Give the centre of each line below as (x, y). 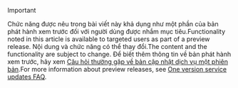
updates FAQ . (27, 77)
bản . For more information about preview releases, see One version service (117, 69)
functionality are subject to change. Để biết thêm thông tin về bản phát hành (119, 54)
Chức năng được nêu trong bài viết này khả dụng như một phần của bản (113, 24)
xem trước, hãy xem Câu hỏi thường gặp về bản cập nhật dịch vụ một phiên (118, 62)
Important (22, 10)
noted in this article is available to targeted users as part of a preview (109, 39)
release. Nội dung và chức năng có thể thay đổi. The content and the (108, 46)
